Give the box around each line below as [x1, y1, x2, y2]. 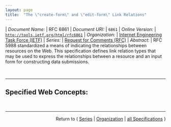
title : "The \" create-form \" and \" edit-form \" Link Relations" [5, 12, 147, 17]
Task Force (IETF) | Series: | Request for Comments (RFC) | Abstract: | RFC [5, 37, 162, 43]
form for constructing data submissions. [5, 58, 90, 65]
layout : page [5, 7, 33, 13]
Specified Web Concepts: [5, 87, 88, 97]
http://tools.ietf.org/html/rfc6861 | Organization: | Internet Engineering [5, 31, 162, 38]
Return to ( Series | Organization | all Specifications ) [55, 116, 166, 122]
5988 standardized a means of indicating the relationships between [5, 42, 147, 48]
